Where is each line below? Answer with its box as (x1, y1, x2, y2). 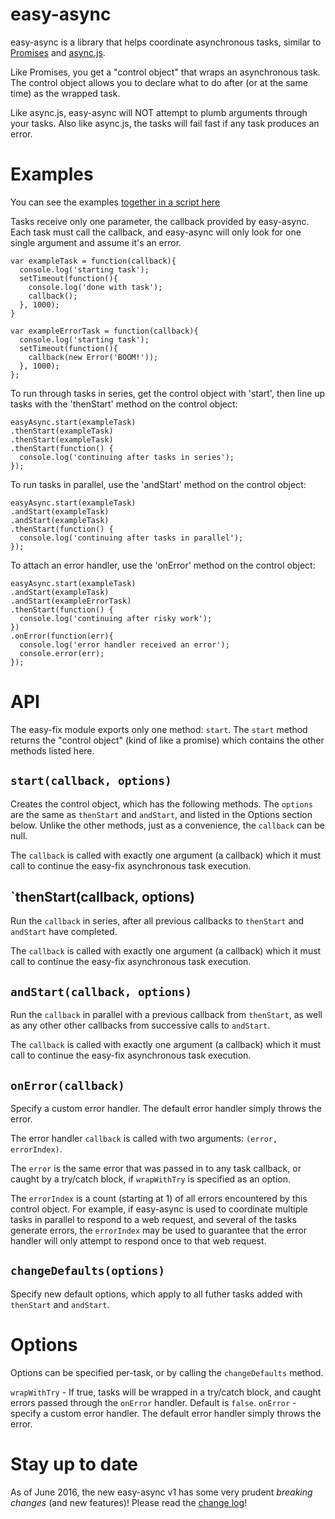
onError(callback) (10, 1078, 125, 1093)
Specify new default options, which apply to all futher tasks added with (10, 1288, 303, 1300)
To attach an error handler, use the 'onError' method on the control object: (10, 559, 316, 571)
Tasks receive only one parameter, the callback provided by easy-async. (10, 215, 310, 227)
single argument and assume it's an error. (10, 236, 182, 248)
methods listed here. (10, 744, 95, 757)
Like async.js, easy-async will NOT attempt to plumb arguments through (10, 106, 308, 118)
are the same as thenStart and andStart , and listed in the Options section (10, 808, 313, 820)
